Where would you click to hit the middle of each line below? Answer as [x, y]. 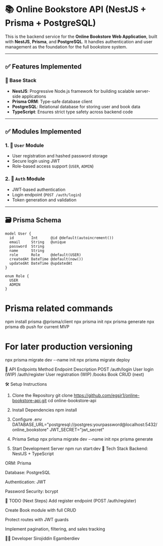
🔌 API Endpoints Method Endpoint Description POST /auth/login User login [79, 369]
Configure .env [27, 419]
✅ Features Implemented [43, 67]
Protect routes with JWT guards [37, 520]
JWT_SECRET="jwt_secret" [77, 430]
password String [27, 247]
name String [27, 251]
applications [34, 96]
